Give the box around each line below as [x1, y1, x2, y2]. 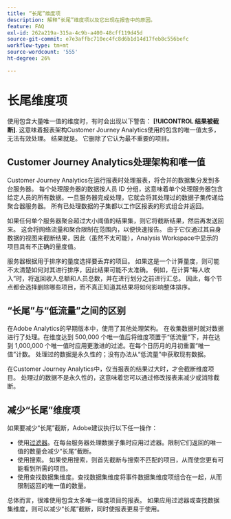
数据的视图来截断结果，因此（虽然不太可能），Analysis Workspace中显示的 [7, 234, 219, 242]
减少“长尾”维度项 [7, 404, 80, 416]
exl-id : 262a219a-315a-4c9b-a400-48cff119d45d [7, 29, 143, 37]
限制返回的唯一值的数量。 [16, 482, 90, 490]
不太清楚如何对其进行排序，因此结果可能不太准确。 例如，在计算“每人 [7, 265, 205, 274]
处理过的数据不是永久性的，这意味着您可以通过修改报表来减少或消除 [20, 374, 214, 382]
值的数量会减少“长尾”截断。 [16, 447, 96, 456]
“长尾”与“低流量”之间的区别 [7, 305, 126, 316]
